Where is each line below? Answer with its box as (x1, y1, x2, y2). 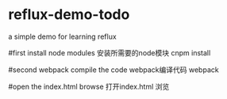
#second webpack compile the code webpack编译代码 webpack (8, 65, 220, 74)
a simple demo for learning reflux (8, 32, 117, 41)
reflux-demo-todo (8, 6, 130, 24)
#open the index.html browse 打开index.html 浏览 (8, 82, 170, 91)
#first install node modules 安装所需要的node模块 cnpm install (8, 48, 211, 57)
